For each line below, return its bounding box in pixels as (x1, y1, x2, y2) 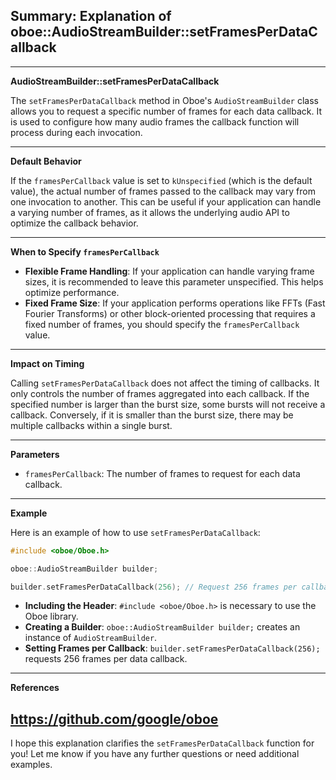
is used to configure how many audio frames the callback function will (10, 115, 300, 128)
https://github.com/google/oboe (10, 710, 219, 728)
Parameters (10, 448, 60, 460)
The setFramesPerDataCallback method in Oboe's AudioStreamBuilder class (10, 94, 319, 106)
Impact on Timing (10, 357, 85, 369)
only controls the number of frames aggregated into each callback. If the (10, 387, 310, 399)
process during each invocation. (10, 126, 143, 138)
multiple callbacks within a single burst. (10, 419, 173, 431)
